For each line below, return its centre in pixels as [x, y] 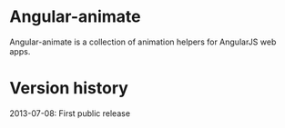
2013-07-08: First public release [70, 113]
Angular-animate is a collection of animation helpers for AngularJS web [143, 42]
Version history [69, 89]
